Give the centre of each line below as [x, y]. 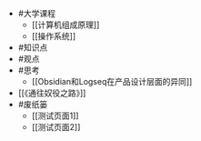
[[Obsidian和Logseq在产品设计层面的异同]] [112, 81]
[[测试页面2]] [56, 127]
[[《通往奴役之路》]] [52, 93]
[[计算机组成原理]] [65, 25]
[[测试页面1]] [55, 116]
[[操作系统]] [54, 36]
